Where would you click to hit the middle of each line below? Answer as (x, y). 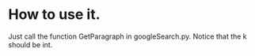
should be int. (30, 44)
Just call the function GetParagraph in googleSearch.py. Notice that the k (127, 36)
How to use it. (54, 15)
